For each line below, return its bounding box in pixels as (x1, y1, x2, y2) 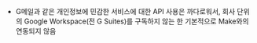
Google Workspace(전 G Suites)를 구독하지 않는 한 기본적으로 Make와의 (24, 16, 249, 26)
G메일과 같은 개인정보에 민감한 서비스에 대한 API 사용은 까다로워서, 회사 (15, 7, 236, 16)
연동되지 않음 (15, 27, 57, 35)
